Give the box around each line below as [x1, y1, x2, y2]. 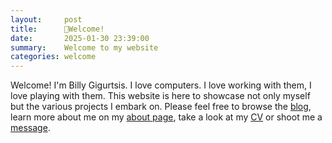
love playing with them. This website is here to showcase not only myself [10, 90, 311, 102]
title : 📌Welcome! [10, 24, 105, 34]
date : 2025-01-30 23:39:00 [10, 33, 150, 43]
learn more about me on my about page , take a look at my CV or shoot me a [10, 111, 323, 123]
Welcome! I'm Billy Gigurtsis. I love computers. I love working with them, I [10, 79, 312, 91]
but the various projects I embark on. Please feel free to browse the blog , [10, 101, 312, 113]
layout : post [10, 14, 83, 25]
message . [10, 122, 51, 134]
